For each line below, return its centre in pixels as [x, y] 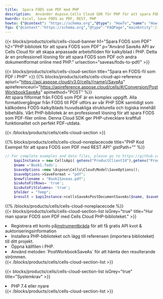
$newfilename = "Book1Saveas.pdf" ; [50, 179]
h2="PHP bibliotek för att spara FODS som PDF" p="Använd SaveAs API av [80, 47]
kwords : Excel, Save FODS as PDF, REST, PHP [51, 18]
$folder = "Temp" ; [32, 193]
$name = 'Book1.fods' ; [35, 165]
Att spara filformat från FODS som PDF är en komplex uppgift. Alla [71, 97]
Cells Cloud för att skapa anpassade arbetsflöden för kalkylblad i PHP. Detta [81, 52]
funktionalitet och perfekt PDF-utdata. [43, 123]
